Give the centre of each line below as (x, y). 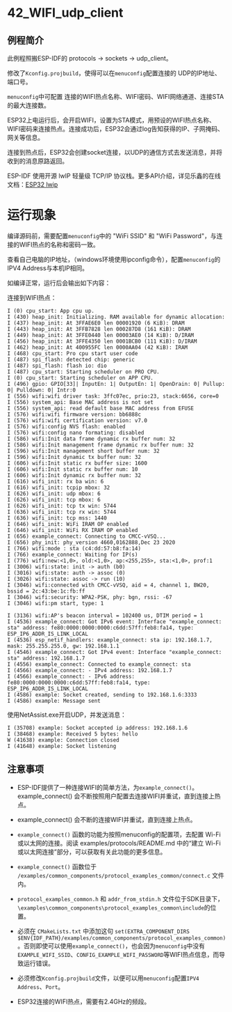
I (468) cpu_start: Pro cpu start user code (73, 353)
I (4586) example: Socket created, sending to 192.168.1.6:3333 (102, 694)
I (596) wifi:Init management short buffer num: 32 (83, 451)
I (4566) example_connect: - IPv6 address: (71, 676)
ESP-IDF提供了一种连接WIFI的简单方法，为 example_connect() (105, 787)
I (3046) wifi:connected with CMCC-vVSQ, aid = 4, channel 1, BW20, (108, 585)
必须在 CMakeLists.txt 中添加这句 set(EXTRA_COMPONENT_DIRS (103, 931)
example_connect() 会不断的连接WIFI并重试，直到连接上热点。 (107, 819)
